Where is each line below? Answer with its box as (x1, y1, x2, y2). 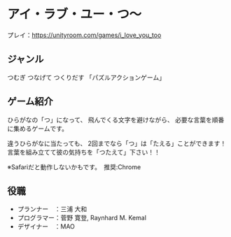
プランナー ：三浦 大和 (17, 205, 87, 213)
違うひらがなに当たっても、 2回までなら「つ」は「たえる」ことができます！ (7, 139, 227, 148)
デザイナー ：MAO (17, 222, 76, 231)
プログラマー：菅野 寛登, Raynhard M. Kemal (17, 214, 147, 222)
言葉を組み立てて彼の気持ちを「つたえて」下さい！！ (7, 148, 161, 156)
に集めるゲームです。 (7, 124, 69, 133)
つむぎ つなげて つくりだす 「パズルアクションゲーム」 (7, 73, 166, 81)
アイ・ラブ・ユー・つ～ (7, 6, 142, 22)
